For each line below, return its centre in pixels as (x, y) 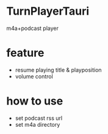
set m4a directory (38, 124)
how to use (35, 101)
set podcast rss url (39, 118)
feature (25, 53)
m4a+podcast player (33, 28)
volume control (34, 76)
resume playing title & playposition (58, 70)
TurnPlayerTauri (48, 11)
